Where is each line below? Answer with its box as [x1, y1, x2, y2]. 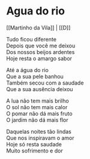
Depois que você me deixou [6, 42, 76, 49]
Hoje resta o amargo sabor [6, 55, 73, 62]
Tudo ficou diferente [6, 35, 57, 43]
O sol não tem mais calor [6, 103, 68, 110]
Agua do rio [6, 4, 65, 18]
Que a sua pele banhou [6, 73, 64, 80]
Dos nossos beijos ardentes [6, 48, 75, 55]
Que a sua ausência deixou [6, 85, 73, 92]
